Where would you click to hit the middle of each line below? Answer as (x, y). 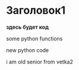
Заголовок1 (36, 10)
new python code (28, 50)
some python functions (34, 38)
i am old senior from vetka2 (39, 62)
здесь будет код (28, 27)
